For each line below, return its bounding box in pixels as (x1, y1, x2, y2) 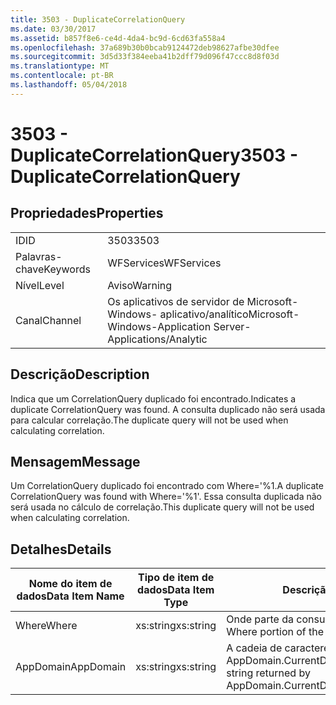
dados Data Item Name (16, 589, 125, 603)
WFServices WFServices (107, 256, 222, 270)
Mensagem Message (10, 453, 141, 470)
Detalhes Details (10, 541, 112, 558)
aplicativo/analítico (159, 307, 249, 321)
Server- (213, 319, 252, 333)
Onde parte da (226, 612, 294, 626)
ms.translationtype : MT (10, 61, 110, 71)
